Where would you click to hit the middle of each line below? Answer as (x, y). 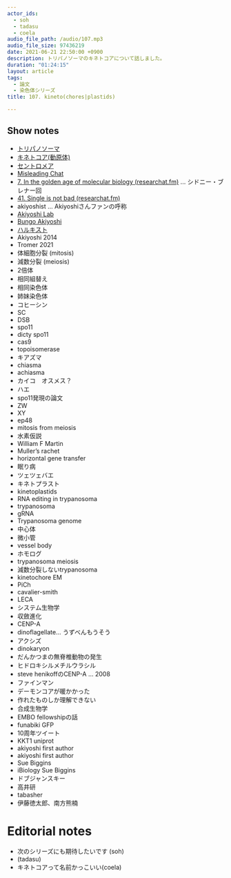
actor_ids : (23, 13)
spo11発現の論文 (40, 398)
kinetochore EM (40, 577)
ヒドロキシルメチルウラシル (57, 665)
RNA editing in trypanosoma (57, 498)
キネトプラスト (38, 483)
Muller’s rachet (38, 451)
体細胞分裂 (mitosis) (46, 253)
